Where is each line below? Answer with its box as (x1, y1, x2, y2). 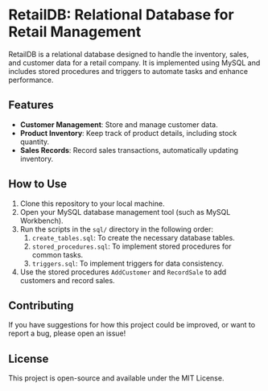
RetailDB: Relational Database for (8, 6, 235, 24)
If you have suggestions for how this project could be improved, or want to (8, 320, 256, 330)
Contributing (8, 298, 74, 312)
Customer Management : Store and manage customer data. (19, 119, 219, 130)
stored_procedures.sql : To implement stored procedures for (31, 241, 232, 251)
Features (8, 98, 54, 112)
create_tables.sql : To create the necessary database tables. (31, 233, 235, 242)
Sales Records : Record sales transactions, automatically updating (19, 145, 239, 154)
